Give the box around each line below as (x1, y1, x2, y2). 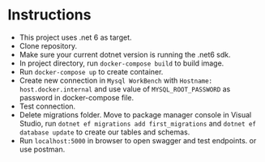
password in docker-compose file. (19, 92, 135, 102)
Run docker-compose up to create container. (19, 66, 164, 76)
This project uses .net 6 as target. (19, 32, 132, 42)
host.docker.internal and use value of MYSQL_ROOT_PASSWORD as (19, 83, 231, 94)
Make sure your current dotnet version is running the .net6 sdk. (19, 49, 232, 59)
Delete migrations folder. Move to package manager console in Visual (19, 109, 252, 119)
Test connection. (19, 101, 76, 111)
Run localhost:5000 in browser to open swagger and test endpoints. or (19, 135, 257, 145)
